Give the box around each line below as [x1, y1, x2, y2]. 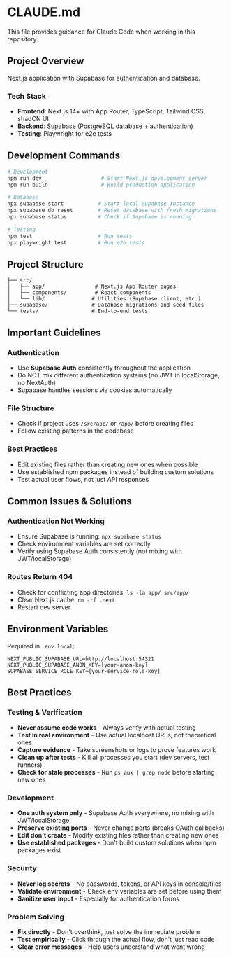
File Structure [7, 403, 54, 413]
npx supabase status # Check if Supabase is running [7, 214, 192, 221]
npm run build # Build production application [7, 181, 195, 188]
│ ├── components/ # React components [7, 289, 151, 296]
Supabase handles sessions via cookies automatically [17, 386, 172, 394]
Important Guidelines [7, 326, 101, 338]
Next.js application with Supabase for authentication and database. [7, 74, 200, 82]
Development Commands [7, 150, 121, 162]
